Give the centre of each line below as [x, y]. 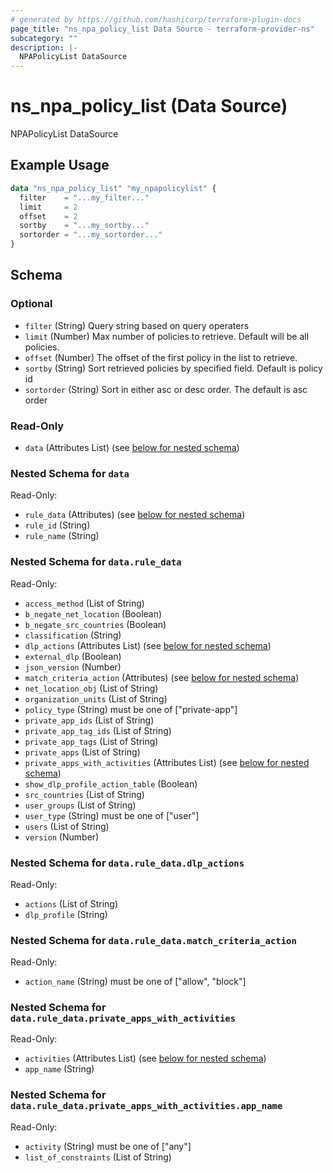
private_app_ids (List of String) [89, 720]
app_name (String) [59, 1069]
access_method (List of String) [84, 603]
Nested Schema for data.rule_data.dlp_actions [127, 863]
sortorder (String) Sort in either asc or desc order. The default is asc [166, 389]
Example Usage [60, 165]
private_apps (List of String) [82, 752]
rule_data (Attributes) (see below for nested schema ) [135, 515]
